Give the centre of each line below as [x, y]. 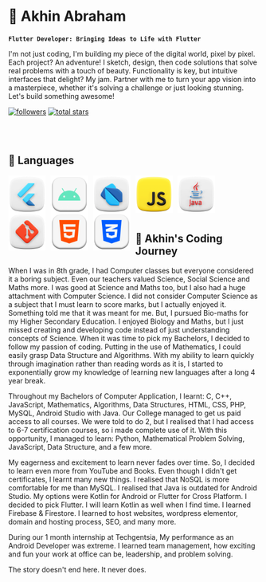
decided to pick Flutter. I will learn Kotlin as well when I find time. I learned [130, 505]
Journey [156, 252]
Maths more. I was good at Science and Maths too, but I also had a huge [127, 287]
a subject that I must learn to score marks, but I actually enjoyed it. [117, 304]
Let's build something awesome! [62, 96]
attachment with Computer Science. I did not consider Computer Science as [133, 296]
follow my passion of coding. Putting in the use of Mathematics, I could [125, 347]
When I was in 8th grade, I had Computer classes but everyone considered [131, 270]
